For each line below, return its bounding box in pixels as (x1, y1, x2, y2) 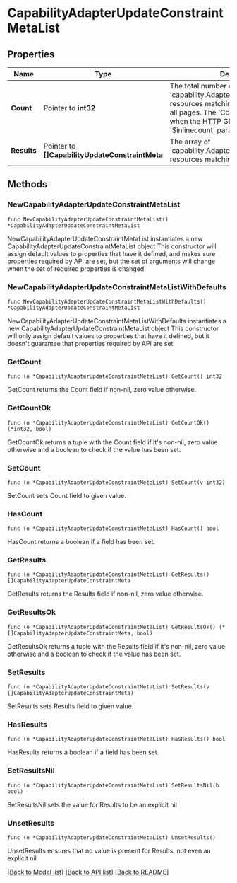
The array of (169, 137, 211, 146)
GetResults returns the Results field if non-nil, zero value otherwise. (7, 589, 204, 599)
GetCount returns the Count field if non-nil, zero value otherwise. (7, 386, 196, 394)
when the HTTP (169, 117, 222, 126)
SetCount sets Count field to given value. (7, 491, 127, 500)
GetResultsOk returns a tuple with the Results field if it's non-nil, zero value (7, 642, 226, 650)
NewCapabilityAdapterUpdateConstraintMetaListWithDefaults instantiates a (7, 316, 227, 325)
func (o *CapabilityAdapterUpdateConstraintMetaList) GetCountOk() (7, 419, 210, 426)
